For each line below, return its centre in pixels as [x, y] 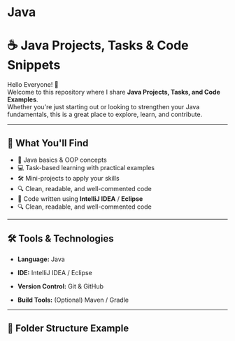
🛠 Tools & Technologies [60, 239]
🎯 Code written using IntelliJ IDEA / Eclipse [80, 199]
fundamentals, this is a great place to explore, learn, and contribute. [105, 114]
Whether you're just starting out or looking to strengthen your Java [104, 107]
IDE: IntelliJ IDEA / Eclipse [55, 272]
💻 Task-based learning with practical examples [86, 167]
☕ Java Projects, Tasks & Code [98, 46]
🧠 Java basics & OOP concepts [62, 160]
